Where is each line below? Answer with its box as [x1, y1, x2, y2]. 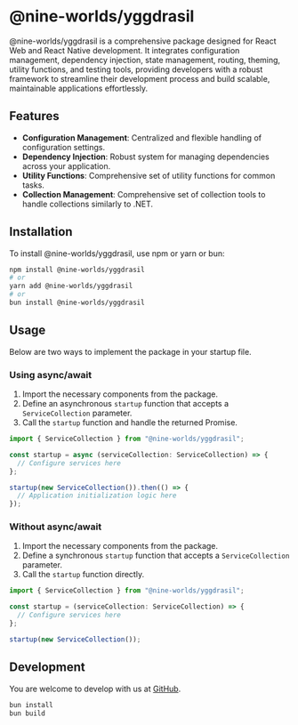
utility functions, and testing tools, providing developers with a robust [9, 64, 263, 75]
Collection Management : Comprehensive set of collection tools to [21, 189, 266, 199]
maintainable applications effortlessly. [9, 83, 149, 93]
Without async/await [9, 520, 102, 533]
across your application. [21, 160, 111, 171]
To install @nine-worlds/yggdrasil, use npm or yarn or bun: [9, 247, 225, 259]
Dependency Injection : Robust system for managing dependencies [21, 151, 270, 162]
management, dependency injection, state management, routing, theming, [9, 54, 281, 65]
